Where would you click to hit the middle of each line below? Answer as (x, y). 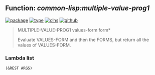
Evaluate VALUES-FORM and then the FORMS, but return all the (83, 39)
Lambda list (20, 58)
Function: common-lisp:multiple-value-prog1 (77, 8)
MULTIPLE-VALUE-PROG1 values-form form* (64, 30)
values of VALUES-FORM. (44, 45)
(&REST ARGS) (19, 68)
